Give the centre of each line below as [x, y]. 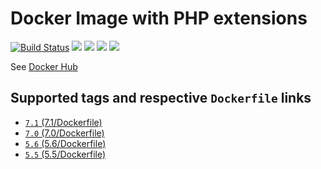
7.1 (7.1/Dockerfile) [63, 122]
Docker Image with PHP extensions [159, 18]
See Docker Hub [44, 66]
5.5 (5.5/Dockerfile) [65, 154]
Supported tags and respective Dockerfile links [161, 98]
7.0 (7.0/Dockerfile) [64, 133]
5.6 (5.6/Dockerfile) [65, 143]
